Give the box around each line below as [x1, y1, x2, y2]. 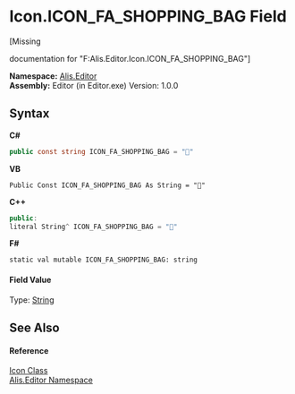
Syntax [9, 106, 50, 122]
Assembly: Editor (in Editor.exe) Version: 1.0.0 [9, 80, 179, 90]
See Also [9, 320, 60, 335]
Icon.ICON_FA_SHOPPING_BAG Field [9, 6, 288, 27]
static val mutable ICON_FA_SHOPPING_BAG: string [9, 255, 198, 265]
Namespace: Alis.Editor [9, 70, 97, 81]
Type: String [9, 294, 55, 305]
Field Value [9, 274, 52, 285]
